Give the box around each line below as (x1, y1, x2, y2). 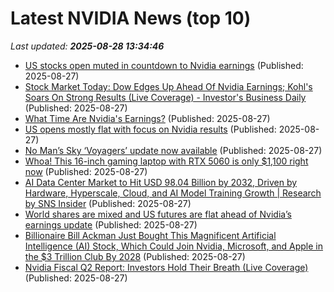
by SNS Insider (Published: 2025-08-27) (24, 197, 192, 209)
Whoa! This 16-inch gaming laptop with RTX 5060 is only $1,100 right (24, 155, 309, 167)
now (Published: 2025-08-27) (24, 165, 148, 177)
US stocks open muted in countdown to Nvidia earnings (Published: (24, 59, 304, 71)
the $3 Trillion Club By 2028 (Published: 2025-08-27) (24, 250, 246, 262)
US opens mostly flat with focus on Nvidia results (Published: (24, 123, 277, 135)
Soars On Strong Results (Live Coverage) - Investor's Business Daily (24, 91, 307, 103)
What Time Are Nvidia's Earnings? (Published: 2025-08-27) (24, 112, 271, 124)
